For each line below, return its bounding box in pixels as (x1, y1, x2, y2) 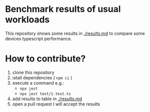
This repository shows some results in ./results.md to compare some (5, 30, 145, 36)
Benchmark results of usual (5, 3, 121, 15)
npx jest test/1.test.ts (19, 91, 71, 96)
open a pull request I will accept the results (12, 101, 100, 107)
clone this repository (12, 69, 54, 75)
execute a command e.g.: (12, 80, 64, 86)
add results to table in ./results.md (12, 96, 83, 102)
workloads (5, 14, 50, 25)
